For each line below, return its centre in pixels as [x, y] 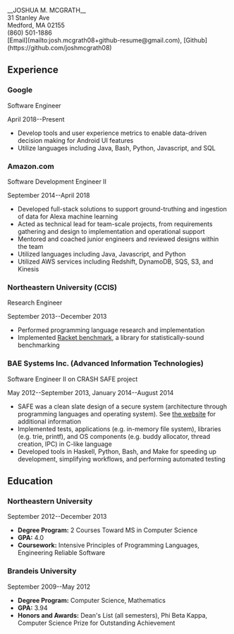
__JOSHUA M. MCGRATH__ [47, 10]
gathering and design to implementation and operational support [111, 231]
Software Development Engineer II [57, 181]
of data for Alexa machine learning [68, 216]
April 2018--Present [36, 119]
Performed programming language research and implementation [111, 330]
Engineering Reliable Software [61, 553]
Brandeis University [42, 571]
